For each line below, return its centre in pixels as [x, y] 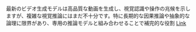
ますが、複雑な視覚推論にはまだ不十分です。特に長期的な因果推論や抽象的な [98, 16]
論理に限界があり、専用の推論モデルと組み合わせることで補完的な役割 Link [96, 23]
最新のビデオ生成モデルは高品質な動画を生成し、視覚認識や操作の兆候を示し [98, 8]
